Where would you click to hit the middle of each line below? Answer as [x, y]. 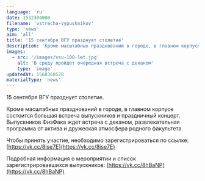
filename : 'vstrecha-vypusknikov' [50, 23]
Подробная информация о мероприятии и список [71, 158]
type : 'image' [35, 69]
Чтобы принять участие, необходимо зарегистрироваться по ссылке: [98, 140]
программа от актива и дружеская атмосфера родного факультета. [95, 129]
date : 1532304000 [28, 18]
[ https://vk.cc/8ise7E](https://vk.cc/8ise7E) [61, 147]
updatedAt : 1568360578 [35, 74]
